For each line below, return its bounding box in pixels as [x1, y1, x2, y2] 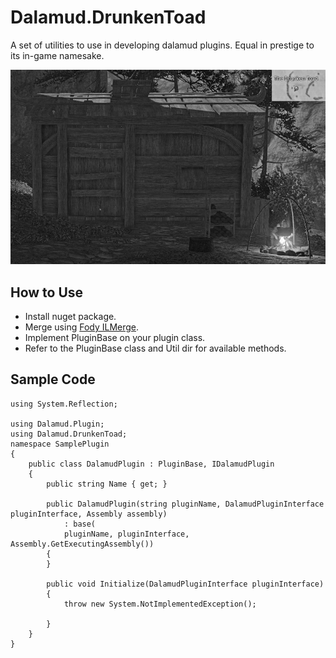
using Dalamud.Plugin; [10, 419, 105, 429]
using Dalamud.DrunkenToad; [10, 429, 128, 439]
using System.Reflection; [10, 399, 118, 409]
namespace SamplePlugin [10, 439, 110, 449]
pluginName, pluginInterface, [63, 529, 190, 539]
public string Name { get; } [46, 479, 168, 489]
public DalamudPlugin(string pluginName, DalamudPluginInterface [46, 499, 325, 509]
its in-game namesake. [10, 49, 105, 61]
